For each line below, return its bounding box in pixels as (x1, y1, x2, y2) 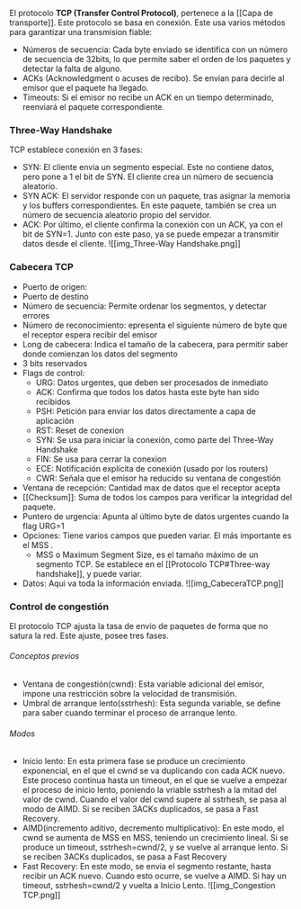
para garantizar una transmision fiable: (9, 27, 153, 37)
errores (22, 310, 50, 320)
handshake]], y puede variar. (35, 568, 142, 579)
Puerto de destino (22, 291, 89, 301)
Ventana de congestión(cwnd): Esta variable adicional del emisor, (22, 679, 265, 689)
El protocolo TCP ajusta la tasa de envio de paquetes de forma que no (9, 620, 269, 631)
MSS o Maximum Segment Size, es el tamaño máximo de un (35, 549, 259, 560)
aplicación (35, 415, 75, 426)
